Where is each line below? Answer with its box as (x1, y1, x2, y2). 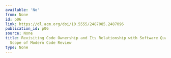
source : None (5, 31, 33, 36)
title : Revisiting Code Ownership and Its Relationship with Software (5, 36, 158, 41)
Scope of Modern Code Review (10, 40, 72, 45)
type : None (5, 45, 28, 50)
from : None (5, 12, 28, 17)
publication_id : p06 (5, 26, 49, 31)
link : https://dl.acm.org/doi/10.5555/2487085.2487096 (5, 21, 124, 27)
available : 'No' (5, 7, 40, 13)
